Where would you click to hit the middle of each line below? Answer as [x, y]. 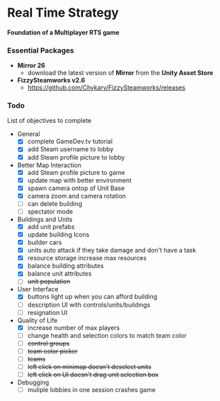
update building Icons [58, 234]
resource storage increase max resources [87, 258]
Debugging [33, 382]
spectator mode [50, 211]
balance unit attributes [59, 274]
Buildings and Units [45, 219]
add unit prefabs [51, 226]
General [28, 134]
